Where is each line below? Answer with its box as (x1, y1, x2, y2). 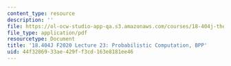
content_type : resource (7, 10, 76, 17)
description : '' (7, 16, 54, 23)
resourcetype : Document (7, 36, 76, 43)
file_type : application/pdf (7, 29, 88, 36)
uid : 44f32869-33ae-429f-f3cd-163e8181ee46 (7, 49, 134, 56)
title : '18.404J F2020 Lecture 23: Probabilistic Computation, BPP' (7, 42, 208, 49)
